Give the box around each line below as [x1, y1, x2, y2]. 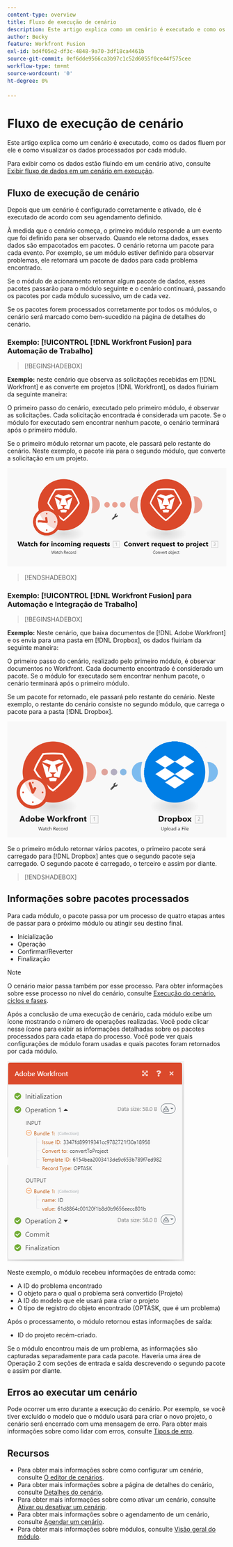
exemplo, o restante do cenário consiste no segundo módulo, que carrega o [7, 700, 225, 708]
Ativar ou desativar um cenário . [17, 1503, 108, 1511]
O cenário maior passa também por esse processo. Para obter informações [7, 981, 223, 990]
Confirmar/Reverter [17, 947, 73, 956]
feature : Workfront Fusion [7, 40, 86, 48]
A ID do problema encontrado [17, 1282, 103, 1290]
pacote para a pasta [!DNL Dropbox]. [7, 708, 113, 716]
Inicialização [17, 932, 54, 940]
